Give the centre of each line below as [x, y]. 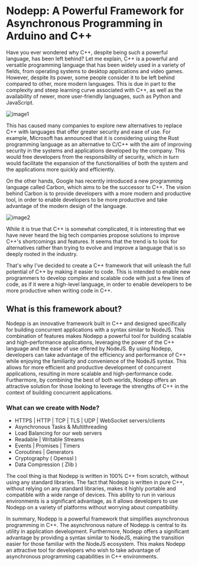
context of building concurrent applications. [59, 392]
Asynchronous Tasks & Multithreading [61, 427]
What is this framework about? [64, 309]
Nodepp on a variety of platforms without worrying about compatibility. [92, 508]
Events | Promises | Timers [47, 446]
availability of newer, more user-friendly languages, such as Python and [94, 96]
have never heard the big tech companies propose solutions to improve [93, 235]
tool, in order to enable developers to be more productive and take [87, 200]
